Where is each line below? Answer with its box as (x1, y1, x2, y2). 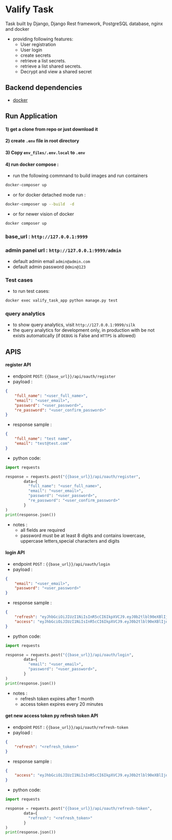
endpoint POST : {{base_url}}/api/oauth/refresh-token (12, 724, 129, 730)
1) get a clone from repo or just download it (5, 126, 98, 132)
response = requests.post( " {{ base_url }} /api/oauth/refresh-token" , (5, 806, 153, 811)
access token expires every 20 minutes (20, 701, 103, 707)
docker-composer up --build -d (5, 202, 74, 207)
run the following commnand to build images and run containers (12, 173, 148, 179)
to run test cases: (12, 288, 50, 294)
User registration (20, 41, 56, 47)
